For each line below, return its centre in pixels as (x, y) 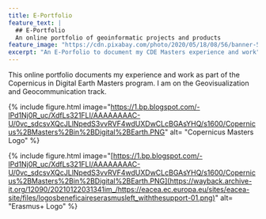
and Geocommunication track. (57, 91)
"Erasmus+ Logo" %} (43, 206)
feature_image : (33, 45)
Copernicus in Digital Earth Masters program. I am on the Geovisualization (129, 83)
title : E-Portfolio (40, 15)
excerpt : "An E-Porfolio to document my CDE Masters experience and (123, 52)
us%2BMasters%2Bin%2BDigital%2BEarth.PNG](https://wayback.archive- (130, 181)
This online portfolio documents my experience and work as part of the (124, 75)
